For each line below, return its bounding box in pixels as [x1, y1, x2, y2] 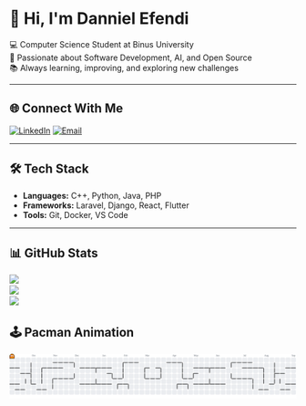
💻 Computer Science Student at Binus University [9, 38, 194, 49]
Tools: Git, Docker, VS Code [22, 209, 129, 220]
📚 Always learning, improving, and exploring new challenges [9, 62, 240, 73]
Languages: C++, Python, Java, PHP [22, 190, 162, 201]
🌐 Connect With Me [9, 100, 124, 117]
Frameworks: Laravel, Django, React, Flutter [22, 200, 189, 211]
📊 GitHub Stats [9, 245, 98, 261]
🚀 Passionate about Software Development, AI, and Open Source [9, 52, 253, 63]
